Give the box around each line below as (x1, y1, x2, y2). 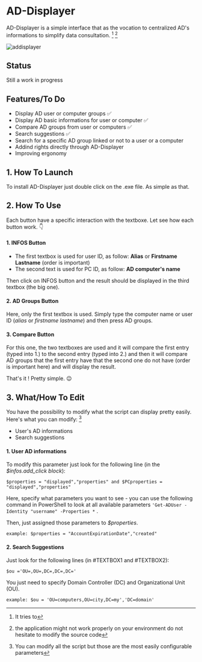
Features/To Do (6, 94, 66, 104)
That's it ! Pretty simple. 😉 (6, 375, 72, 382)
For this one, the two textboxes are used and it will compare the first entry (6, 344, 189, 351)
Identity (6, 509, 28, 515)
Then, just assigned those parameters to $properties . (6, 519, 138, 527)
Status (6, 60, 32, 70)
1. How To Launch (6, 167, 73, 177)
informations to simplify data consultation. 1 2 (6, 30, 118, 38)
